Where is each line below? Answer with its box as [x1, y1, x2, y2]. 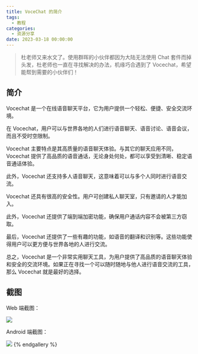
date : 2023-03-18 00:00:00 [6, 36, 73, 42]
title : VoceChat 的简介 [6, 8, 62, 15]
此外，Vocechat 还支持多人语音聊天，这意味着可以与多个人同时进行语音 [6, 173, 183, 180]
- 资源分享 [11, 31, 35, 37]
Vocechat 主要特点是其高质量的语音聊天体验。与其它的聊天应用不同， [6, 144, 177, 152]
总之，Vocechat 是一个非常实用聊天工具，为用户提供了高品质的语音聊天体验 [6, 253, 193, 260]
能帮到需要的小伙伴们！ [20, 69, 78, 75]
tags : [6, 14, 20, 20]
